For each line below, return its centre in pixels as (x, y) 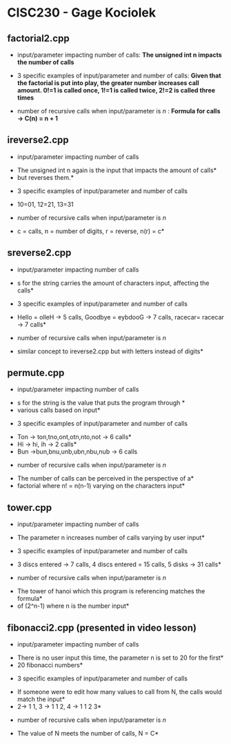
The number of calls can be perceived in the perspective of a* (106, 478)
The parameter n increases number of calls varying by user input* (111, 538)
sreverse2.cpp (39, 253)
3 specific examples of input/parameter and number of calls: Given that (119, 75)
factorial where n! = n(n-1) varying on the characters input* (101, 486)
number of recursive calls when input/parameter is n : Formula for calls (119, 111)
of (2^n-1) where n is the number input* (73, 606)
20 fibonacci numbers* (50, 665)
